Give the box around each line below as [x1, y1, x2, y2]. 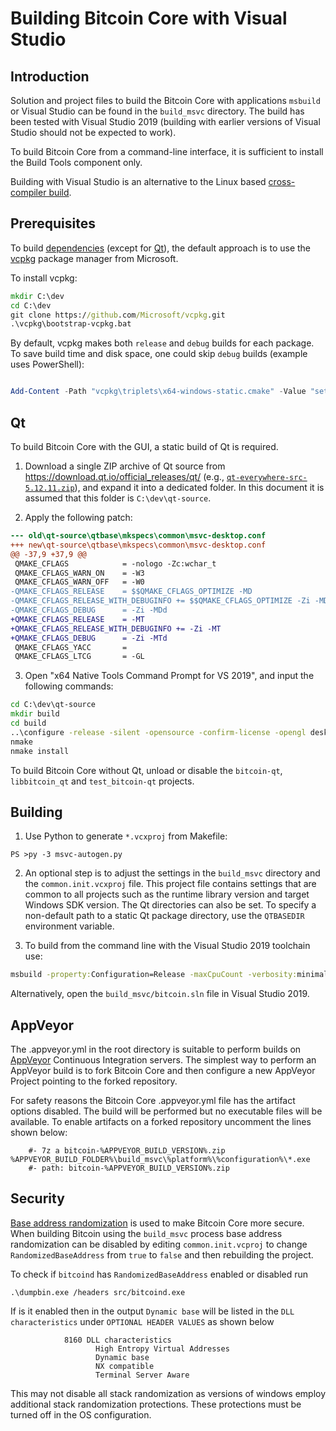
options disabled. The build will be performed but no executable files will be [10, 1105, 323, 1117]
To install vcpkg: [10, 272, 78, 284]
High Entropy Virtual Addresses [95, 1343, 230, 1354]
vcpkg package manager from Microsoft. [10, 252, 179, 264]
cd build [10, 718, 47, 728]
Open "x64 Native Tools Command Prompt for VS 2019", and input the [24, 670, 315, 682]
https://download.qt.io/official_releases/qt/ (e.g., [24, 471, 225, 482]
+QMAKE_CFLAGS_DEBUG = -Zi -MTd [10, 633, 168, 643]
